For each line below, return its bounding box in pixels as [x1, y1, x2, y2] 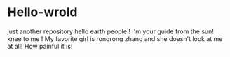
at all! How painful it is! [7, 42, 73, 50]
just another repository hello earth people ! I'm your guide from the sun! [7, 27, 214, 35]
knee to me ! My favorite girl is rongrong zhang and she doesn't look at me [7, 34, 223, 42]
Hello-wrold [7, 4, 78, 20]
